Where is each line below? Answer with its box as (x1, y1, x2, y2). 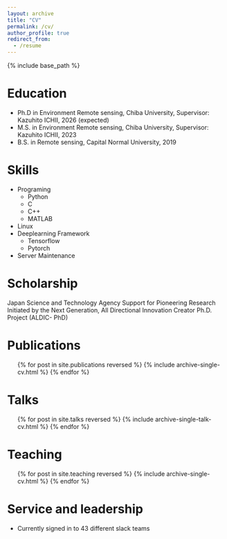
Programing (17, 185, 51, 193)
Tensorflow (27, 236, 60, 245)
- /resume (13, 42, 42, 49)
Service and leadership (7, 501, 143, 517)
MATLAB (27, 214, 53, 222)
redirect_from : (7, 36, 51, 43)
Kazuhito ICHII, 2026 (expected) (17, 116, 109, 124)
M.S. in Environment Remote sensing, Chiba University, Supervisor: (17, 123, 209, 132)
